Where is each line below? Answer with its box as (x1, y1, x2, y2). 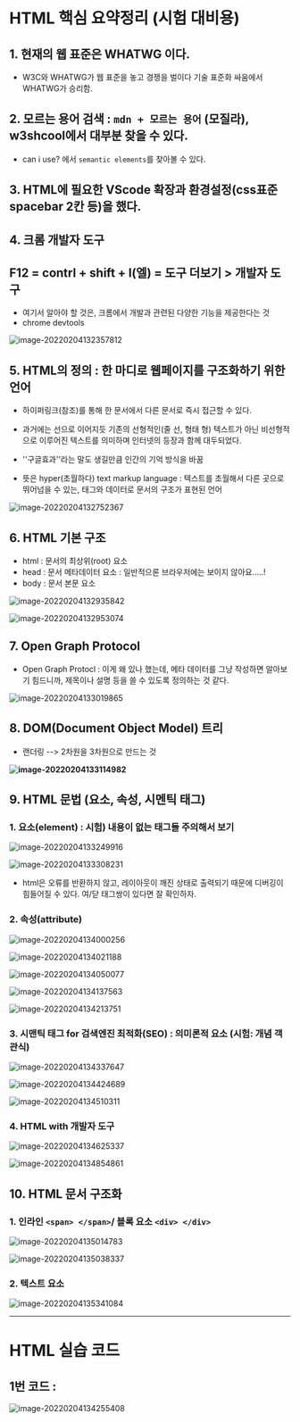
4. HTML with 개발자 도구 (9, 1119, 115, 1132)
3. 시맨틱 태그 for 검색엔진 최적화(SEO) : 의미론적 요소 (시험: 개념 (9, 1027, 272, 1040)
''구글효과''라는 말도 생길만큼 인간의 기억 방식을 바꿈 (21, 454, 204, 465)
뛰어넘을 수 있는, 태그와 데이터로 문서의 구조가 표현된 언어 (21, 484, 223, 495)
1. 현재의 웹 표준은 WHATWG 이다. (9, 46, 190, 62)
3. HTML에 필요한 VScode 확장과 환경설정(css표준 (9, 182, 279, 197)
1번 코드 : (9, 1378, 56, 1393)
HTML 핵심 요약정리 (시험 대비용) (9, 8, 240, 29)
